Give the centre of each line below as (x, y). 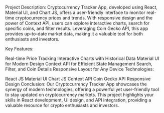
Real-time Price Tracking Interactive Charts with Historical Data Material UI (82, 58)
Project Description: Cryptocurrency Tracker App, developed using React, (81, 7)
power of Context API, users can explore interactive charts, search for (77, 23)
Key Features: (19, 49)
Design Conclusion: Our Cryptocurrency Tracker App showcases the (76, 84)
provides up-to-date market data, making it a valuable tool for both (74, 34)
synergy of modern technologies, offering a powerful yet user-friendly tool (82, 89)
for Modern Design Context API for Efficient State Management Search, (79, 64)
